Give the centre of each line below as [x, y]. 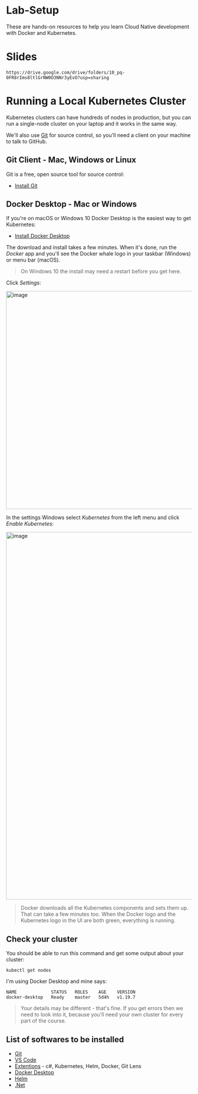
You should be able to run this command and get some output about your [95, 953]
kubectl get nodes [29, 971]
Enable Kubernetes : [30, 524]
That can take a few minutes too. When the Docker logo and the [98, 914]
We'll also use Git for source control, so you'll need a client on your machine [98, 135]
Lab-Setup [33, 10]
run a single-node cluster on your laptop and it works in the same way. [92, 123]
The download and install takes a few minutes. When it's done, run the [91, 247]
